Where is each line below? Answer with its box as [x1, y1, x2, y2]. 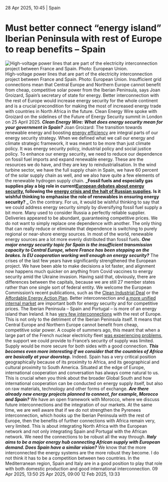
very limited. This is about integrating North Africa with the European [5, 423, 147, 429]
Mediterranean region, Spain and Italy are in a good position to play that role [5, 460, 163, 466]
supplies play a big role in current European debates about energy [5, 183, 144, 189]
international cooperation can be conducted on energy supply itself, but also [5, 380, 163, 386]
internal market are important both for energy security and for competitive [5, 300, 158, 306]
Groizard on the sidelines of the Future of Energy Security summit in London [5, 113, 162, 119]
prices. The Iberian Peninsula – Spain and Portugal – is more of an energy [5, 305, 157, 311]
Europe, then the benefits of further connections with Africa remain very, [5, 417, 155, 424]
